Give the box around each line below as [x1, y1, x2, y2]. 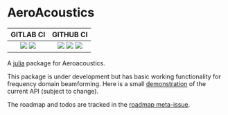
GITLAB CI [10, 30, 46, 39]
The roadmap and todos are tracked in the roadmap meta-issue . [7, 100, 191, 108]
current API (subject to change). [7, 87, 99, 95]
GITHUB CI [51, 30, 88, 39]
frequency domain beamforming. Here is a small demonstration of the [7, 79, 207, 87]
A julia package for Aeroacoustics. [7, 59, 105, 67]
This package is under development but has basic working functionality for [7, 72, 222, 81]
